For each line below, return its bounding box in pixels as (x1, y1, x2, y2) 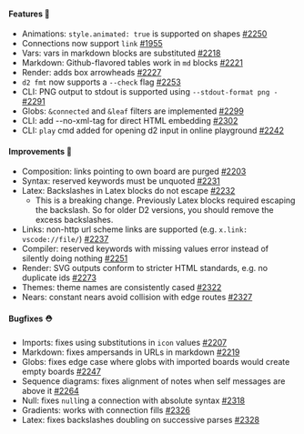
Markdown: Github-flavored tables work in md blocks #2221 (21, 57, 243, 68)
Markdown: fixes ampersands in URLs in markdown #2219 (21, 347, 240, 358)
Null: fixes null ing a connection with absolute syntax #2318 (21, 395, 246, 406)
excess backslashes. (35, 215, 114, 226)
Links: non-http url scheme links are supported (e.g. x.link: (21, 224, 248, 235)
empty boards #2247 (21, 366, 102, 377)
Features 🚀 (8, 8, 51, 19)
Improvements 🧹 (8, 146, 72, 156)
